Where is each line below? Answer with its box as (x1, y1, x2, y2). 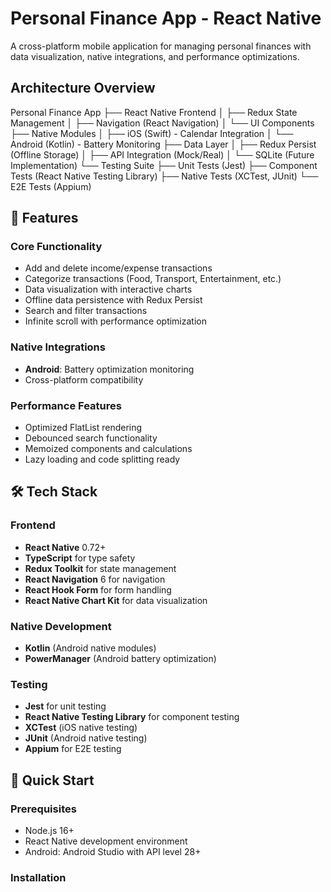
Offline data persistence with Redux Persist (24, 294, 203, 306)
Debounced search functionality (24, 432, 158, 444)
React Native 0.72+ (24, 541, 107, 553)
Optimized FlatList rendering (24, 422, 143, 434)
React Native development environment (24, 835, 188, 847)
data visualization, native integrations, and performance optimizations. (10, 50, 300, 62)
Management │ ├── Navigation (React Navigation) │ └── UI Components (10, 117, 315, 129)
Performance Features (10, 398, 122, 412)
